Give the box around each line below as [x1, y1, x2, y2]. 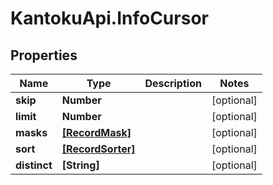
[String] [61, 158, 100, 172]
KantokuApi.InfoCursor [10, 7, 209, 30]
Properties [10, 47, 78, 64]
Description [144, 77, 202, 90]
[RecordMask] [61, 126, 132, 139]
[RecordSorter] [61, 142, 136, 156]
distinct [15, 158, 53, 172]
